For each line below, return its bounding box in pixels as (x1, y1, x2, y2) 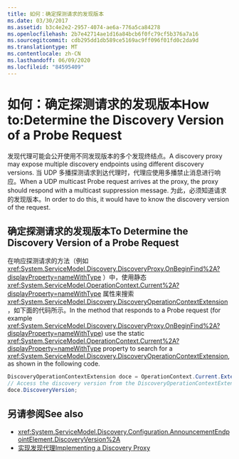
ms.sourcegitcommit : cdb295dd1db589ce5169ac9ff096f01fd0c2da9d (7, 37, 199, 44)
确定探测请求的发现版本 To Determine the (7, 225, 188, 237)
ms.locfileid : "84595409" (7, 63, 84, 71)
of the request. (7, 202, 51, 211)
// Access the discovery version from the (7, 380, 135, 387)
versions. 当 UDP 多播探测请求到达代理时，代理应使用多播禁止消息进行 (7, 168, 215, 177)
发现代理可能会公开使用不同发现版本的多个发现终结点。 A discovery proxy (7, 151, 223, 160)
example (7, 314, 33, 323)
